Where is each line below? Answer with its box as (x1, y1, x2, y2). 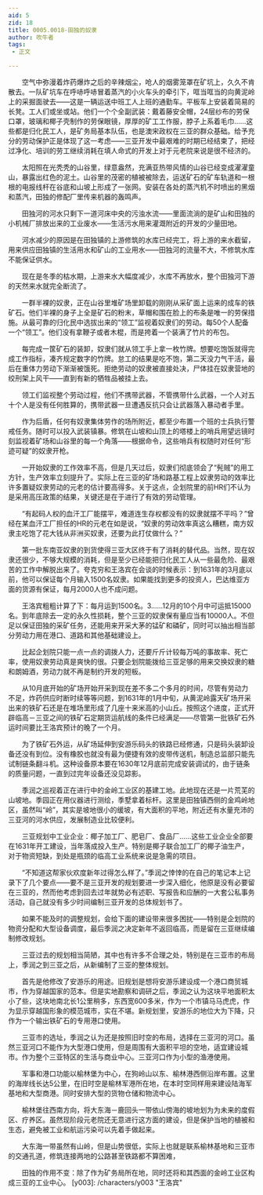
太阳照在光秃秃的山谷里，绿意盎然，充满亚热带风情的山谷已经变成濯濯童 (21, 162, 255, 172)
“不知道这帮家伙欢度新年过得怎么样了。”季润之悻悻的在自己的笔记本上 (21, 868, 244, 877)
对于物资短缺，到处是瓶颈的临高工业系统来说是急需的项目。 (8, 851, 200, 860)
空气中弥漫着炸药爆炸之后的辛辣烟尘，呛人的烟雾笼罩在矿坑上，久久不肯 (21, 78, 255, 86)
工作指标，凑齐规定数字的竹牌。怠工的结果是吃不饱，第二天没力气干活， (14, 354, 248, 363)
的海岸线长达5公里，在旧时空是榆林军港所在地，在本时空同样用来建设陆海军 (8, 1079, 253, 1088)
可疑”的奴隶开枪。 (14, 446, 74, 455)
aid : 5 (8, 11, 30, 20)
